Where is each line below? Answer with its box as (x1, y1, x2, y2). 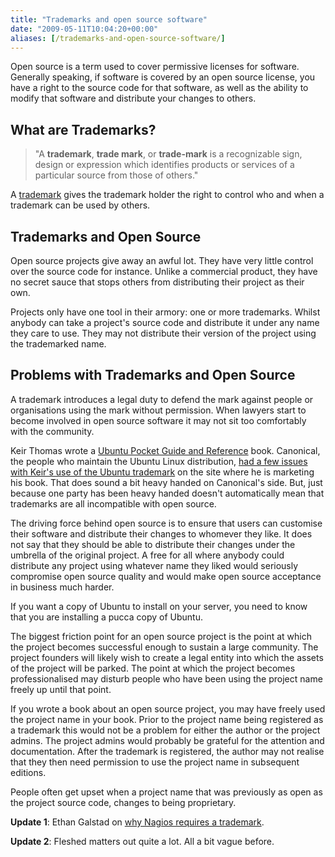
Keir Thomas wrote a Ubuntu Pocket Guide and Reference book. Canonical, (10, 444, 321, 456)
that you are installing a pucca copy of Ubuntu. (10, 611, 203, 623)
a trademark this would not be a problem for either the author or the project (10, 724, 321, 736)
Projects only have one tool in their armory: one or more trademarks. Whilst (10, 306, 321, 318)
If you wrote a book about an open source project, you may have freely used (10, 702, 326, 715)
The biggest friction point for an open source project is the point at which (10, 630, 312, 642)
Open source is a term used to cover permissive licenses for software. (10, 61, 300, 73)
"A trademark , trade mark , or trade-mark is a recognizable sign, (34, 148, 303, 160)
